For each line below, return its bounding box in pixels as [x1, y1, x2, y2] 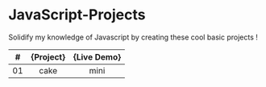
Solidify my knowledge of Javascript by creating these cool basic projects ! [8, 32, 258, 42]
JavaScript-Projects [8, 6, 146, 24]
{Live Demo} [73, 51, 122, 62]
